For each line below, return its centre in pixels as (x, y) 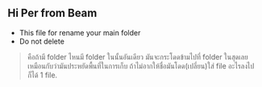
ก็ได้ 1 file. (42, 75)
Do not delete (42, 41)
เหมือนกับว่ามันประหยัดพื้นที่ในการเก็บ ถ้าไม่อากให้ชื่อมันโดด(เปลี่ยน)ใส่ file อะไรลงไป (141, 66)
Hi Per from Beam (52, 13)
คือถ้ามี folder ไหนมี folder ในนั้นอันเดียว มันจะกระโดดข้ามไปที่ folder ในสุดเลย (137, 56)
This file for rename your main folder (80, 32)
